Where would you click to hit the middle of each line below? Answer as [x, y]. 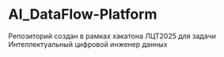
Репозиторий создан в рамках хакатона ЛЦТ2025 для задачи [112, 36]
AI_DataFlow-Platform [83, 14]
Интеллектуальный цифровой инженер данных [88, 44]
